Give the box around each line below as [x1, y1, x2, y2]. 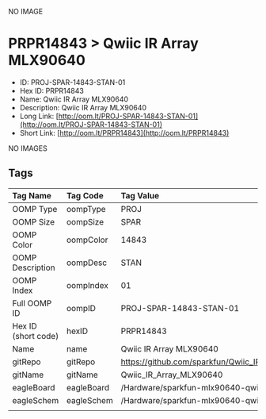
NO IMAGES [8, 143, 47, 153]
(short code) [12, 330, 59, 341]
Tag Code [66, 190, 104, 201]
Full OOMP [12, 298, 52, 309]
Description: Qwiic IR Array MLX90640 [19, 102, 147, 112]
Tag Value [120, 190, 160, 201]
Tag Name [12, 190, 51, 201]
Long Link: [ [19, 111, 59, 121]
